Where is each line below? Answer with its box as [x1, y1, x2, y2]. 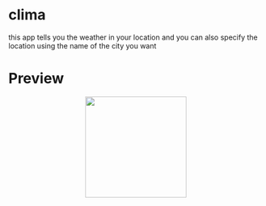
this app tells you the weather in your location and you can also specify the [8, 32, 258, 42]
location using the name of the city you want [8, 40, 157, 50]
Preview [8, 69, 65, 88]
